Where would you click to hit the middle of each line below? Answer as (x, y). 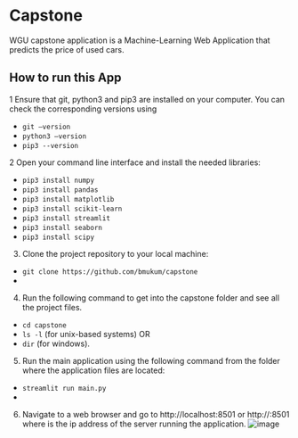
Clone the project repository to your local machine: (115, 253)
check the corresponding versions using (83, 109)
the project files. (52, 307)
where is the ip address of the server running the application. (134, 424)
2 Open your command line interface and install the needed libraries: (135, 162)
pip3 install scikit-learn (72, 209)
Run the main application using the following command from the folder (151, 360)
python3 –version (54, 136)
